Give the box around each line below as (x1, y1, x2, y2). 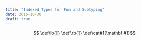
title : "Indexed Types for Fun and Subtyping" (5, 7, 105, 12)
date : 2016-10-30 (5, 12, 42, 17)
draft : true (5, 16, 30, 21)
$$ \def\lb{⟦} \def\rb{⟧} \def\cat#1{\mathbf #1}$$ (33, 30, 136, 36)
